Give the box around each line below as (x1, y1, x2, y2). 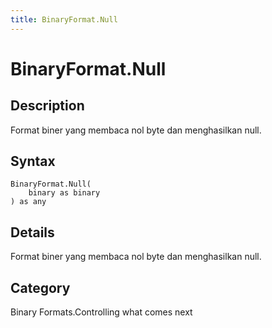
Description (10, 97, 85, 115)
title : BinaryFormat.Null (10, 14, 118, 25)
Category (10, 279, 71, 296)
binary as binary (28, 188, 101, 198)
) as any (10, 197, 47, 207)
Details (10, 224, 55, 241)
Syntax (10, 153, 56, 170)
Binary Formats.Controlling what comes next (10, 306, 193, 318)
